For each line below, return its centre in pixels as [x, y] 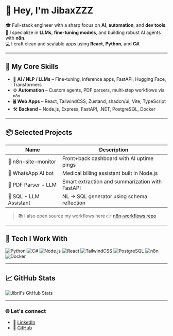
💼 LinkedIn [24, 322]
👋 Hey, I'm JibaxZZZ [49, 11]
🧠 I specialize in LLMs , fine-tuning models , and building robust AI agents [83, 32]
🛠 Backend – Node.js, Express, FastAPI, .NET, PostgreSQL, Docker [84, 109]
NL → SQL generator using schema [105, 196]
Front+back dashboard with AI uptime [108, 158]
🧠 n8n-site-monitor [32, 162]
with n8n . [15, 38]
